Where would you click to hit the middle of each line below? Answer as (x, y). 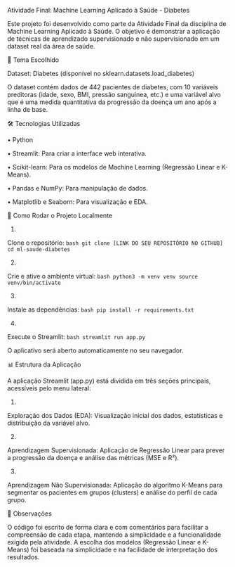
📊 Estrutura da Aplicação (44, 364)
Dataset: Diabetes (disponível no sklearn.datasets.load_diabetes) (101, 74)
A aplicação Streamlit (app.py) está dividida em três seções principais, (109, 381)
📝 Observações (30, 514)
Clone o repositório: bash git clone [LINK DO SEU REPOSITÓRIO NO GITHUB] (115, 243)
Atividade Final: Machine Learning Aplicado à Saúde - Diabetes (99, 10)
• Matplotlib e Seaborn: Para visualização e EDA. (78, 202)
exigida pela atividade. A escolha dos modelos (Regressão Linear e (104, 542)
